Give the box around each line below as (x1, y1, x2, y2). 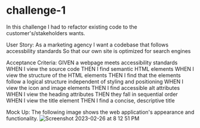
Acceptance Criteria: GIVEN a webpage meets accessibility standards (6, 59, 178, 66)
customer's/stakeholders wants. (6, 29, 85, 36)
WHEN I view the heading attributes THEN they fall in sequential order (6, 90, 178, 98)
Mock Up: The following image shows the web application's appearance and (6, 108, 195, 115)
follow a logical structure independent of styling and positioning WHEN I (6, 78, 184, 85)
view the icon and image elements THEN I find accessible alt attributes (6, 84, 180, 91)
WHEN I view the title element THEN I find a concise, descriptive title (6, 96, 175, 104)
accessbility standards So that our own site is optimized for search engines (6, 47, 191, 54)
